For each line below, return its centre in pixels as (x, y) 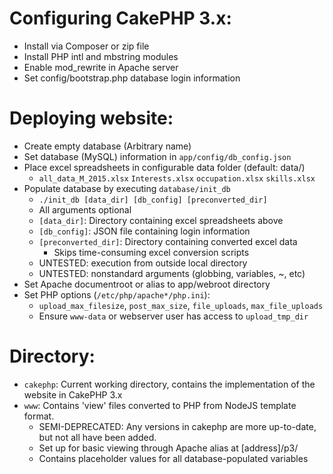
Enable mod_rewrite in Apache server (101, 67)
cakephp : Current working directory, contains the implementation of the (169, 384)
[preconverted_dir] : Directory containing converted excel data (168, 241)
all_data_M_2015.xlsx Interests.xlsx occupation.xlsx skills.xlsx (177, 178)
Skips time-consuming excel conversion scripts (151, 252)
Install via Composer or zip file (86, 46)
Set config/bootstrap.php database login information (132, 78)
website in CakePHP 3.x (73, 394)
